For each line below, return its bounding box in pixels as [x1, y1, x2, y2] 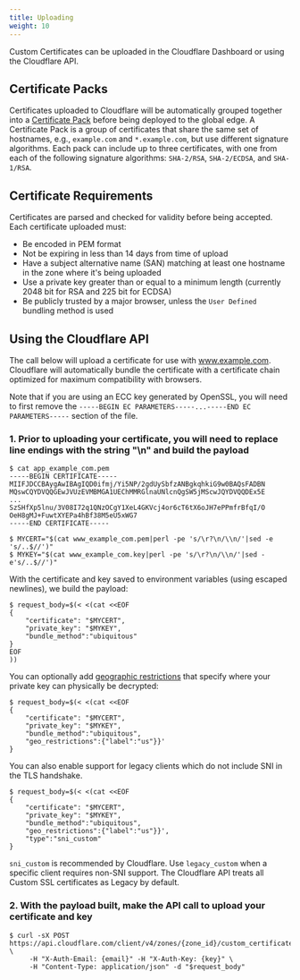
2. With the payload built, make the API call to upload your [9, 899, 266, 912]
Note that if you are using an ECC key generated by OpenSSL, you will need [9, 391, 288, 402]
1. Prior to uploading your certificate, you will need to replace [9, 432, 279, 445]
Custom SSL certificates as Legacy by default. [9, 877, 180, 888]
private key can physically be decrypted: [9, 681, 159, 692]
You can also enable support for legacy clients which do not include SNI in [9, 761, 283, 771]
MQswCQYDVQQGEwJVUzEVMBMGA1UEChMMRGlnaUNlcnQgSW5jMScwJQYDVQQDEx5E [9, 488, 266, 497]
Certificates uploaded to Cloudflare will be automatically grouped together [9, 105, 283, 116]
